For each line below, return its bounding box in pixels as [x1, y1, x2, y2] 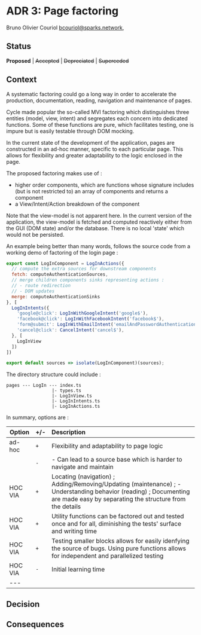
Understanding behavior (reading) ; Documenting [51, 487, 190, 496]
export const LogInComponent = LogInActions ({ [6, 260, 124, 267]
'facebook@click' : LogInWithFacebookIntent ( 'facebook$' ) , [17, 316, 165, 322]
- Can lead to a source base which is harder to [51, 456, 182, 464]
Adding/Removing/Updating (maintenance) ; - [51, 480, 181, 489]
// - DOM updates [11, 288, 55, 294]
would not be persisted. [6, 231, 65, 238]
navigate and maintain [51, 463, 114, 471]
